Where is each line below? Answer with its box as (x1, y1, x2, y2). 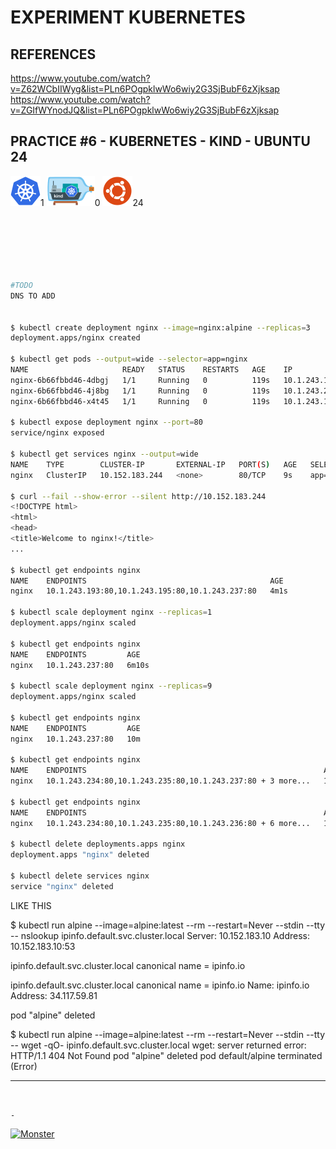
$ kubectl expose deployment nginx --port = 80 (10, 417, 203, 428)
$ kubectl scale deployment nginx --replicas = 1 (10, 607, 213, 618)
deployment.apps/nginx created (10, 333, 141, 343)
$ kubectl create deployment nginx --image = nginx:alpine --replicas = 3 (10, 322, 311, 333)
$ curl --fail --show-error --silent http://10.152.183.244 (10, 491, 267, 501)
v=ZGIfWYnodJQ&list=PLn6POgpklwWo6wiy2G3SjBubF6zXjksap (10, 104, 280, 116)
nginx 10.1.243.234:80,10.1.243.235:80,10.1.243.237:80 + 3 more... (10, 776, 311, 786)
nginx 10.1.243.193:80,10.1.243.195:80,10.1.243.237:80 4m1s (10, 586, 288, 596)
